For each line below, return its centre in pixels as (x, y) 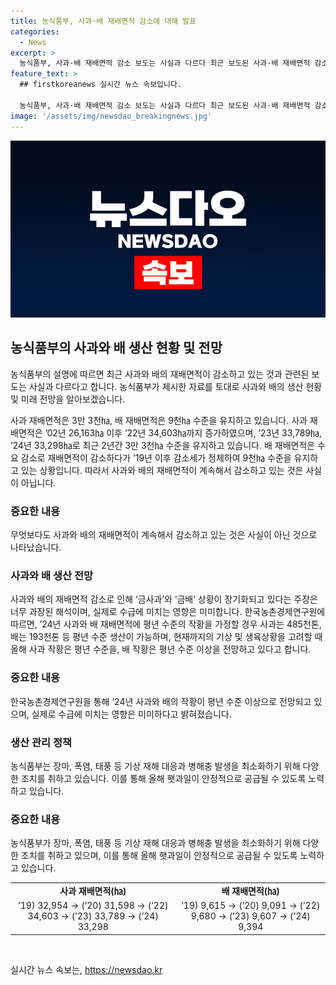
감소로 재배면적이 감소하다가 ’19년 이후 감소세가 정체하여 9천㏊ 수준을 (156, 457)
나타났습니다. (36, 547)
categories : (35, 31)
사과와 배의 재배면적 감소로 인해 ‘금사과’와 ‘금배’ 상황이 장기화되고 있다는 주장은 (164, 599)
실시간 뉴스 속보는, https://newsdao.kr (86, 969)
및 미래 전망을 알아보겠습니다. (68, 399)
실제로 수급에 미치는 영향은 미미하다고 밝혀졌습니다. (131, 714)
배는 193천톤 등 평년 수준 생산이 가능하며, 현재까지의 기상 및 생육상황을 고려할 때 (166, 637)
